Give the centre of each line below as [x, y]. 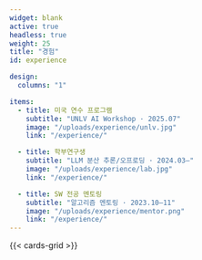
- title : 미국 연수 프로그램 [65, 110]
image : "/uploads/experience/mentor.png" [105, 211]
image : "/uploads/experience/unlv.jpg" [101, 127]
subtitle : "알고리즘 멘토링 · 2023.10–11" [101, 203]
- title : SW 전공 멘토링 [60, 194]
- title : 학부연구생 [52, 152]
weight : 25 [30, 43]
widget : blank [36, 18]
